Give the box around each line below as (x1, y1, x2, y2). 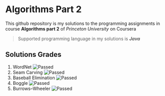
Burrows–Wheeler (12, 85, 51, 91)
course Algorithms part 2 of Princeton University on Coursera (5, 25, 136, 31)
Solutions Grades (5, 50, 62, 59)
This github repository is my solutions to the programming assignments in (5, 20, 160, 26)
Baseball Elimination (12, 75, 55, 81)
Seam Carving (12, 69, 43, 75)
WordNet (12, 63, 32, 70)
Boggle (12, 80, 28, 86)
